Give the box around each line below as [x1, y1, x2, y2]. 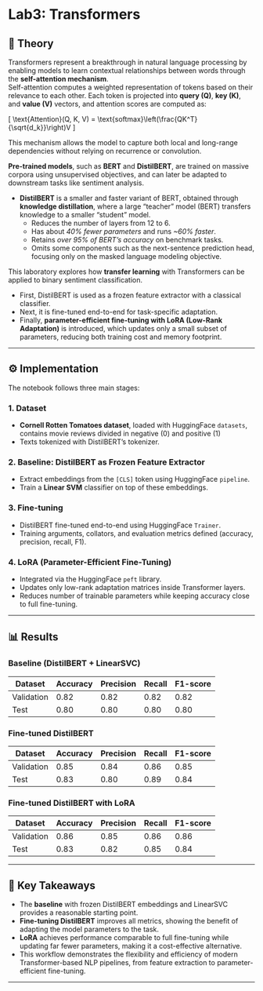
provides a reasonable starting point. [19, 908, 139, 917]
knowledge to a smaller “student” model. [19, 210, 151, 219]
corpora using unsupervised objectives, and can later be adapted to [8, 170, 227, 179]
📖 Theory [8, 37, 54, 50]
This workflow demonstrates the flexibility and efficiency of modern [19, 949, 239, 959]
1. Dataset [8, 403, 47, 414]
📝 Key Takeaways [8, 879, 96, 892]
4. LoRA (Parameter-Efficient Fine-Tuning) [8, 556, 172, 567]
